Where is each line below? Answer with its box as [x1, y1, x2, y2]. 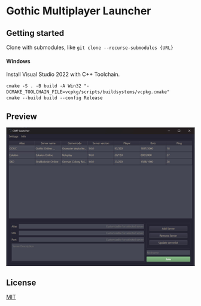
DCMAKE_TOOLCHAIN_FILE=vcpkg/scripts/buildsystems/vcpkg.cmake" [6, 89, 170, 95]
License [6, 277, 36, 287]
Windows [6, 57, 31, 65]
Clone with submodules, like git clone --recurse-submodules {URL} [6, 44, 173, 51]
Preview [6, 111, 38, 121]
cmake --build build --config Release [6, 95, 103, 101]
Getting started [6, 28, 65, 38]
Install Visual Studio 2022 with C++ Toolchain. [6, 71, 120, 78]
